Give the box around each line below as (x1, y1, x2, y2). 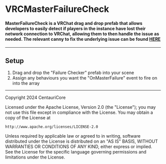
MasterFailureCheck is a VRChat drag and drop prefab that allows (5, 20, 143, 26)
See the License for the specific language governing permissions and (5, 149, 147, 155)
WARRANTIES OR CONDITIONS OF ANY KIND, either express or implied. (5, 144, 152, 150)
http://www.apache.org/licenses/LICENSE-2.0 (5, 124, 98, 130)
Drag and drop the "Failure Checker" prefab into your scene (12, 70, 134, 76)
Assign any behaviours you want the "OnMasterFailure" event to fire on (12, 75, 157, 81)
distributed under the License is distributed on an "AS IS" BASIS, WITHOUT (5, 138, 158, 145)
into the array (12, 81, 40, 86)
